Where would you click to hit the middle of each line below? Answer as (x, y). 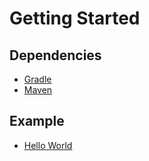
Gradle (37, 79)
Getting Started (75, 18)
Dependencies (55, 55)
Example (37, 121)
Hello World (48, 145)
